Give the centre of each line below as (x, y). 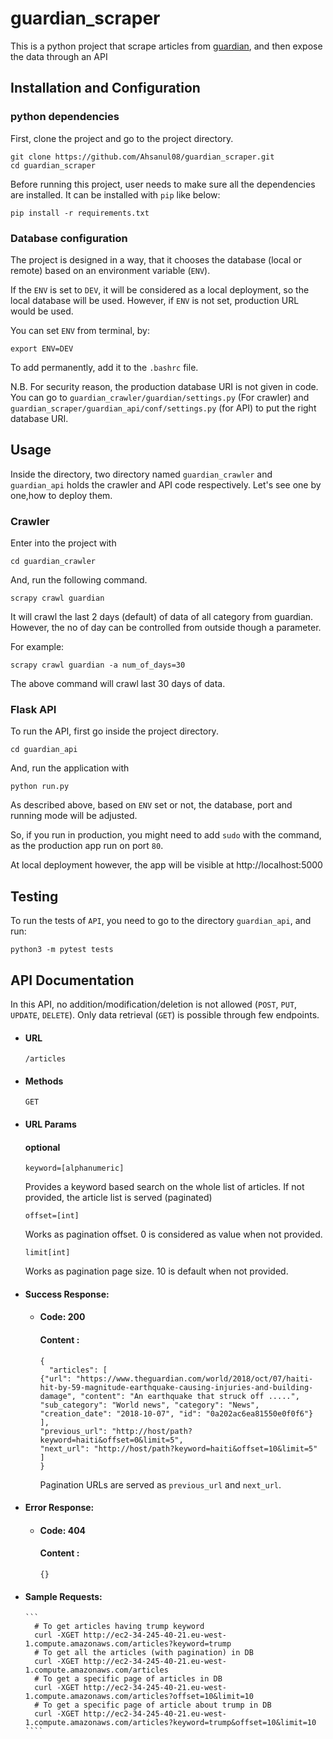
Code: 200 (62, 1317)
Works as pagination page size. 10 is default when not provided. (156, 1271)
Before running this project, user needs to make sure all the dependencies (163, 184)
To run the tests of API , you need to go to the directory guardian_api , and (161, 921)
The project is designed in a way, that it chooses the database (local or (156, 259)
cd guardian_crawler (53, 562)
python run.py (40, 787)
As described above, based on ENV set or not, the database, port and (151, 805)
